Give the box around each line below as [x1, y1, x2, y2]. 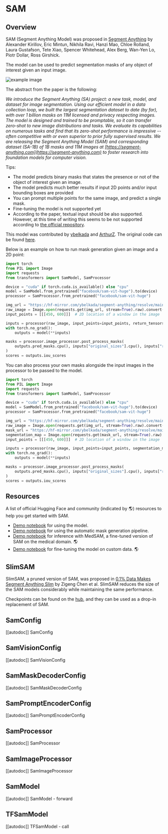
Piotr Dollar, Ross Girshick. [5, 52, 60, 58]
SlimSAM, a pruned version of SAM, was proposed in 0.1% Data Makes [5, 576, 151, 582]
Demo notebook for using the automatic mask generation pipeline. [12, 528, 149, 534]
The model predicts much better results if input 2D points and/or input [12, 184, 157, 190]
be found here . [5, 237, 36, 242]
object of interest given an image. [12, 179, 82, 185]
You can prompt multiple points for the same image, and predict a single [12, 195, 162, 201]
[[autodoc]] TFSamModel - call [5, 823, 69, 830]
